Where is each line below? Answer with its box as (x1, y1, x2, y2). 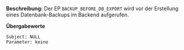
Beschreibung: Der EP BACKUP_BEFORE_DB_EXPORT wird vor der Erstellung (6, 5, 179, 12)
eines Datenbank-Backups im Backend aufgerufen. (6, 11, 129, 18)
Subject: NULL (6, 34, 41, 40)
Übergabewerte (6, 23, 46, 29)
